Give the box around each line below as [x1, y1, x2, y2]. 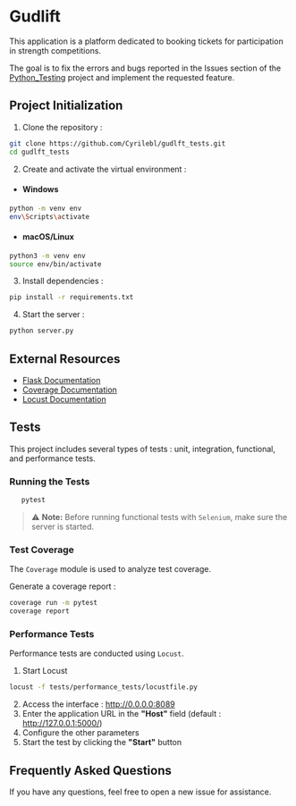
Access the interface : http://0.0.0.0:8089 [21, 699, 176, 709]
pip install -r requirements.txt [9, 293, 134, 302]
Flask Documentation [21, 374, 101, 385]
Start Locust [21, 666, 68, 676]
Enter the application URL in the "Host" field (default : [21, 709, 222, 719]
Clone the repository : [21, 122, 103, 132]
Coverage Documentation [21, 384, 118, 395]
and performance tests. [9, 453, 96, 464]
